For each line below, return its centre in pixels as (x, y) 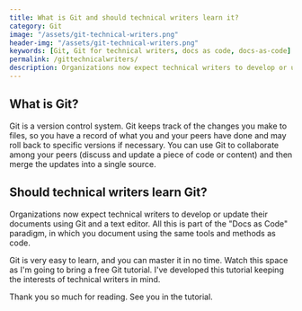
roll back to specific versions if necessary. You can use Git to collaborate (144, 145)
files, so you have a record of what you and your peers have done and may (148, 135)
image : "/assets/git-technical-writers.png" (94, 34)
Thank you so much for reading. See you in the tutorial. (111, 297)
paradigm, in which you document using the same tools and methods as (142, 233)
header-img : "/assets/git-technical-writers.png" (104, 43)
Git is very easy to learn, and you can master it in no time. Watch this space (149, 260)
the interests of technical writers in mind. (85, 279)
